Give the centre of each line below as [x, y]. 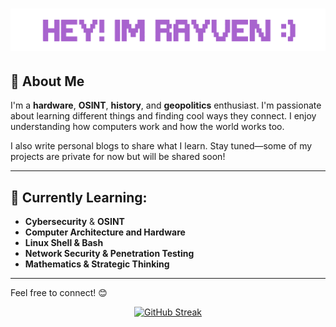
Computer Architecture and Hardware [105, 232]
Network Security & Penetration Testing [109, 254]
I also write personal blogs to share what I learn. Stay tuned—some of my [161, 146]
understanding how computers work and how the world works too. [147, 127]
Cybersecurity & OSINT [74, 222]
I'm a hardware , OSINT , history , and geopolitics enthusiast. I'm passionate [166, 105]
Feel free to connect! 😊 [59, 293]
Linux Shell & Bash [64, 243]
